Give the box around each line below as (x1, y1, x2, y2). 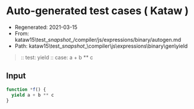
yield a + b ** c (11, 92, 54, 98)
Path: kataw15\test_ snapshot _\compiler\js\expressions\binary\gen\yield (14, 42, 188, 49)
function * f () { (6, 87, 46, 93)
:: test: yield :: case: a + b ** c (20, 54, 93, 61)
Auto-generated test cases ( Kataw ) (6, 4, 189, 18)
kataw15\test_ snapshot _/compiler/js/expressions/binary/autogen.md (14, 36, 182, 43)
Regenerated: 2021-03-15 (14, 24, 78, 31)
